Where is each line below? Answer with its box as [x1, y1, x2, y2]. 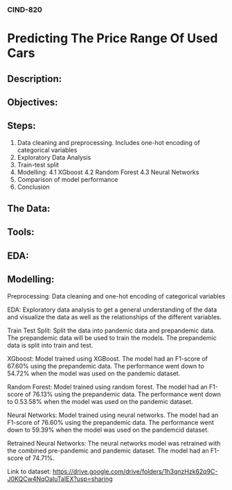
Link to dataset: [7, 467, 52, 475]
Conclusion [17, 183, 50, 191]
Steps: [7, 120, 36, 132]
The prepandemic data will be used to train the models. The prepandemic [7, 333, 217, 341]
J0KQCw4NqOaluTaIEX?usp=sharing [7, 474, 113, 483]
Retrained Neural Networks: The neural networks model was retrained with [7, 439, 221, 447]
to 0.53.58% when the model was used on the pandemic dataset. [7, 397, 193, 405]
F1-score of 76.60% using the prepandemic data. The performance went [7, 418, 215, 426]
